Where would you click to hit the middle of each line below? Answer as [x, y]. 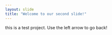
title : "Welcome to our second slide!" [46, 14]
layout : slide [20, 9]
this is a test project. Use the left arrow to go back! [56, 27]
